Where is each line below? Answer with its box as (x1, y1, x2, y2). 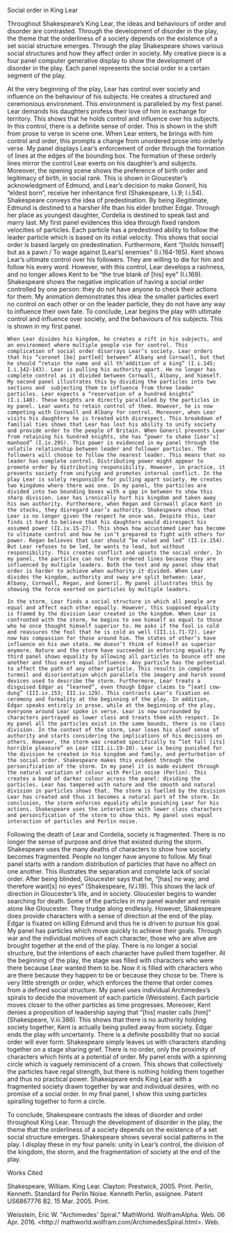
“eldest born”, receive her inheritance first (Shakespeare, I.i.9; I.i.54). (7, 188, 204, 197)
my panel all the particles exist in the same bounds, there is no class (7, 720, 226, 727)
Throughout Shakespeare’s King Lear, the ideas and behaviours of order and (7, 20, 226, 27)
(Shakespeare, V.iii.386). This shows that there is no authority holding (7, 1015, 207, 1024)
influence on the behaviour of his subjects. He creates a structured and (7, 92, 211, 100)
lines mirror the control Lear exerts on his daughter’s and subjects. (7, 159, 198, 167)
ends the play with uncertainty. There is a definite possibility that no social (7, 1031, 220, 1038)
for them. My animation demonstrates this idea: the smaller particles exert (7, 292, 219, 301)
